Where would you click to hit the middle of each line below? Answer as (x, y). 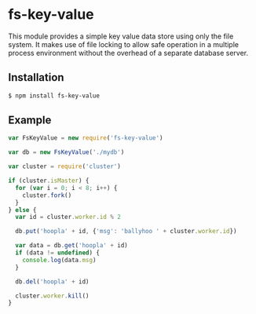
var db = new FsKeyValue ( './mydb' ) (66, 152)
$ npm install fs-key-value (54, 96)
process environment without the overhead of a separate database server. (128, 53)
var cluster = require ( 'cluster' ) (65, 166)
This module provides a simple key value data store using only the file (121, 36)
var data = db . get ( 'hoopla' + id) (71, 246)
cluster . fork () (47, 195)
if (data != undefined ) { (58, 253)
